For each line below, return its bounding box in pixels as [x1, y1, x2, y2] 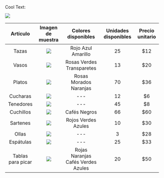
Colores [71, 27, 91, 34]
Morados [70, 79, 92, 85]
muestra [39, 37, 59, 43]
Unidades [106, 27, 129, 34]
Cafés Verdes [65, 158, 97, 165]
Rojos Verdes [65, 117, 97, 123]
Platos [13, 79, 28, 85]
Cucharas [9, 93, 32, 99]
